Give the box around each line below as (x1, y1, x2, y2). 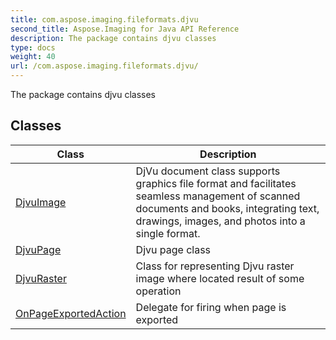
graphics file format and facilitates (135, 176, 297, 190)
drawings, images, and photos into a (135, 214, 306, 228)
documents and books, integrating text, (135, 201, 320, 215)
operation (135, 284, 182, 298)
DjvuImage (15, 195, 67, 209)
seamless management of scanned (135, 189, 301, 203)
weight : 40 (10, 52, 56, 62)
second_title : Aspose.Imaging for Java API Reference (10, 24, 240, 34)
